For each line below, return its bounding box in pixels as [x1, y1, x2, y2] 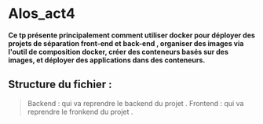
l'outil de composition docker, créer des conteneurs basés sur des [8, 47, 229, 56]
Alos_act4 [8, 5, 76, 23]
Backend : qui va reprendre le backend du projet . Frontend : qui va [27, 98, 244, 108]
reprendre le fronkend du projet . [27, 107, 133, 116]
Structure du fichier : [8, 78, 112, 91]
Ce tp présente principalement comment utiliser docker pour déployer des [8, 30, 255, 40]
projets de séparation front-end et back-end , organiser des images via [8, 38, 244, 48]
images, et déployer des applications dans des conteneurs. [8, 55, 206, 65]
